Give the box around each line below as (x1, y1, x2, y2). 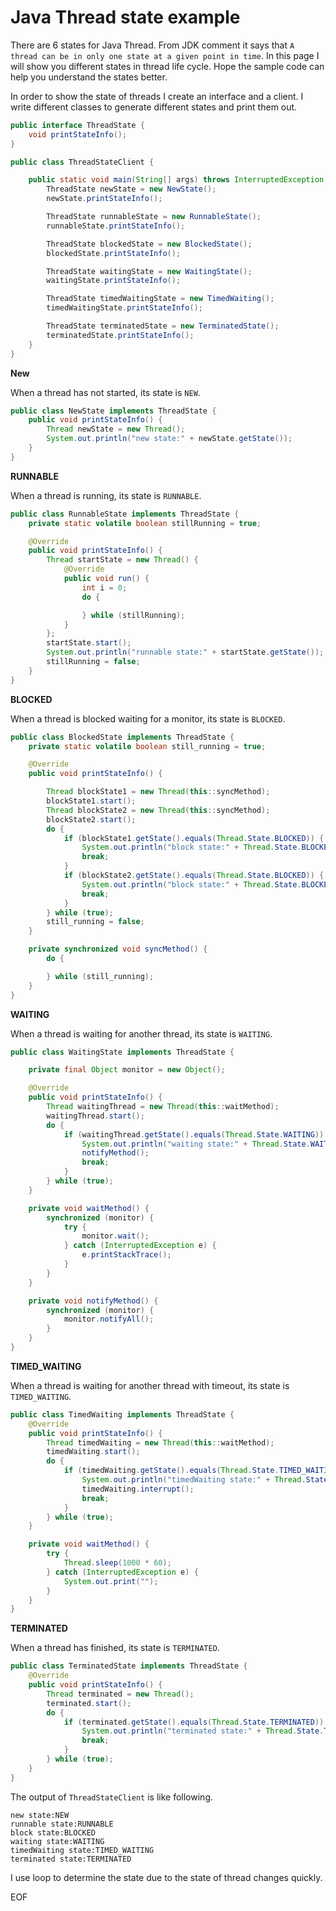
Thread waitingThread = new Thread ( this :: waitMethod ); (46, 1102, 280, 1112)
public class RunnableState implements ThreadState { (10, 509, 240, 519)
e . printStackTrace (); (81, 1250, 172, 1260)
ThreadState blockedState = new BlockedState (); (46, 239, 253, 249)
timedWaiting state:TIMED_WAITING (10, 1845, 155, 1855)
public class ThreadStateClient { (10, 157, 155, 167)
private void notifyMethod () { (28, 1296, 159, 1306)
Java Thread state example (10, 6, 241, 29)
